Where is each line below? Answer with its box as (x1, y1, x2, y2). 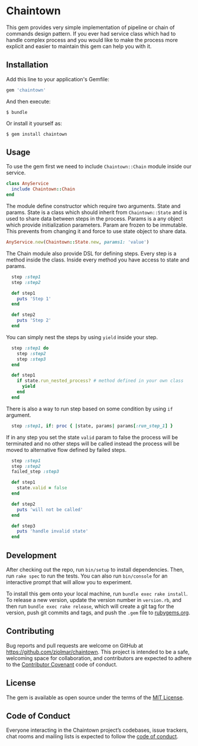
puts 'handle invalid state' (17, 528, 89, 534)
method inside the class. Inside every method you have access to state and (6, 256, 190, 263)
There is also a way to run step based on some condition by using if (6, 405, 173, 412)
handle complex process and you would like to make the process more (6, 36, 178, 43)
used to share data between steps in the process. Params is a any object (6, 215, 183, 222)
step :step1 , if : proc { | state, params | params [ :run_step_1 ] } (11, 423, 173, 429)
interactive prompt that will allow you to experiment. (6, 579, 132, 585)
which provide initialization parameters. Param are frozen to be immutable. (6, 221, 187, 229)
